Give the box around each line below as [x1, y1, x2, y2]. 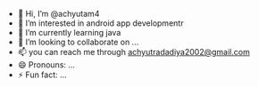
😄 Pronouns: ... [17, 59, 76, 70]
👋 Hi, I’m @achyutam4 [17, 9, 100, 19]
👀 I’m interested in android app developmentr [17, 18, 184, 28]
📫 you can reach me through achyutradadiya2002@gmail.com [17, 47, 250, 57]
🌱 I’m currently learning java [17, 28, 121, 37]
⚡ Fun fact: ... [17, 69, 67, 80]
